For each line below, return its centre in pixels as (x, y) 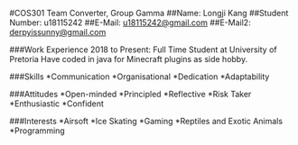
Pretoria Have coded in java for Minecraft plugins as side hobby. (129, 59)
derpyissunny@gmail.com (58, 32)
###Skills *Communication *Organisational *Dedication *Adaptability (140, 77)
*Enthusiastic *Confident (56, 104)
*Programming (37, 131)
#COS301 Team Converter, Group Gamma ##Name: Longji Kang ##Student (149, 13)
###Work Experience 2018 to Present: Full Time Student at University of (143, 50)
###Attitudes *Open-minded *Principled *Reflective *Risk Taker (130, 94)
